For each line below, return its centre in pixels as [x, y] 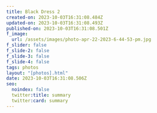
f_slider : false [26, 45]
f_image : [17, 34]
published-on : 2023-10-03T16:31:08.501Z [58, 28]
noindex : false [31, 90]
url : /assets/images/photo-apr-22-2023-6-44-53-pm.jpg [81, 39]
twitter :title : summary [41, 95]
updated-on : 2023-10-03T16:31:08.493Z [55, 23]
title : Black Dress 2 [33, 12]
